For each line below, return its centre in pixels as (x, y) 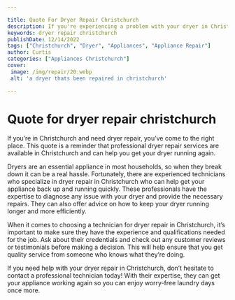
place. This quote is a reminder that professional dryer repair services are (113, 146)
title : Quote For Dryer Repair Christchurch (73, 20)
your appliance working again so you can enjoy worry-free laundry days (111, 283)
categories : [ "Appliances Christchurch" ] (69, 59)
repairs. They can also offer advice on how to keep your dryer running (108, 204)
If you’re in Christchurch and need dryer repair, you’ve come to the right (111, 138)
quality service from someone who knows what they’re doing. (96, 255)
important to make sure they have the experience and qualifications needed (116, 232)
